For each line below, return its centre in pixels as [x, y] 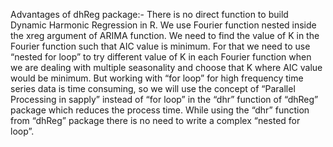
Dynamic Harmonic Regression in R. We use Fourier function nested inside [163, 25]
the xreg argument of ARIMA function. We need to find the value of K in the [165, 35]
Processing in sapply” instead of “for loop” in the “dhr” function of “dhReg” [164, 99]
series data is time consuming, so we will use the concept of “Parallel [153, 88]
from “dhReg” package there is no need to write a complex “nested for [155, 120]
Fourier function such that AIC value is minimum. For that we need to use [160, 46]
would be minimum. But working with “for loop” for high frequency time [157, 78]
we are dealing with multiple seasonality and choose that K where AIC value [166, 67]
